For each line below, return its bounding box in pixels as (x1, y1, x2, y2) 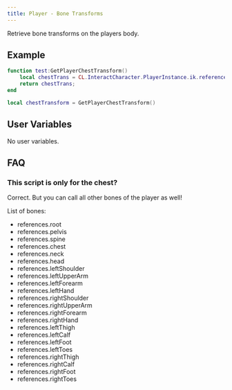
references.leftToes (17, 346, 73, 354)
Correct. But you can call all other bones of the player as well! (7, 193, 183, 202)
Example (7, 49, 46, 61)
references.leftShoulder (17, 265, 85, 273)
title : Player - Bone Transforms (7, 10, 104, 17)
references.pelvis (17, 228, 67, 236)
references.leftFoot (17, 338, 72, 346)
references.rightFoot (17, 368, 76, 376)
